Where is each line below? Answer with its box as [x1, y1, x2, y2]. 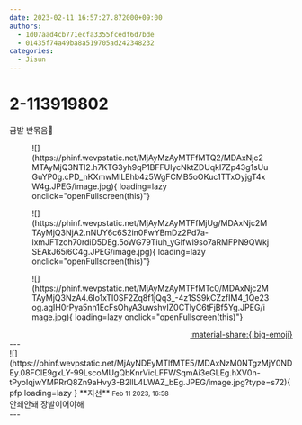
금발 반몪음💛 [9, 124, 54, 135]
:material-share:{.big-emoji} [190, 329, 293, 339]
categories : [9, 47, 54, 56]
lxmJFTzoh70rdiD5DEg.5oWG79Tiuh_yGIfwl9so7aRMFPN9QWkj [31, 236, 270, 248]
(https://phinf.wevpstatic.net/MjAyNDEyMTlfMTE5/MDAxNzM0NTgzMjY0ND [9, 357, 293, 368]
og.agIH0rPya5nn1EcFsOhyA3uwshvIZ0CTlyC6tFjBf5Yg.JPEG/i [31, 302, 265, 312]
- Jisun [17, 55, 47, 64]
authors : [9, 22, 42, 31]
